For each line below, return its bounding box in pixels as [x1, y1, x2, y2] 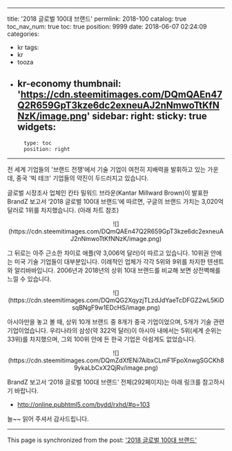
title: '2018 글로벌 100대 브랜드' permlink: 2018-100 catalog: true [7, 15, 187, 23]
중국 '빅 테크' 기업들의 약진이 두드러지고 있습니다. [16, 174, 149, 182]
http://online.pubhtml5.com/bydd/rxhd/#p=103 [17, 400, 151, 409]
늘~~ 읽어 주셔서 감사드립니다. [7, 414, 89, 423]
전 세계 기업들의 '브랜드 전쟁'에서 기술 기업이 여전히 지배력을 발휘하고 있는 [7, 165, 206, 173]
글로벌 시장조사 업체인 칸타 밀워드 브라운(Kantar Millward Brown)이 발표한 [7, 188, 209, 197]
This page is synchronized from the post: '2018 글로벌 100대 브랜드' [7, 436, 197, 444]
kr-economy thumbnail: [17, 78, 122, 90]
